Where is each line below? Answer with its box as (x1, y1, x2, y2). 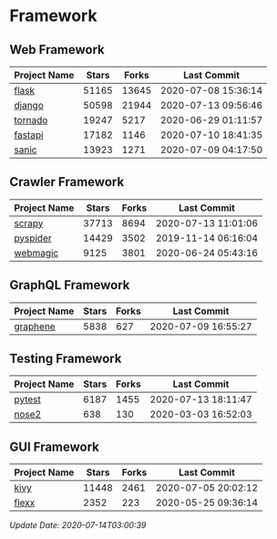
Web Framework (9, 42, 105, 57)
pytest (14, 393, 41, 406)
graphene (14, 320, 56, 333)
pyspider (14, 232, 52, 244)
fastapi (14, 129, 44, 141)
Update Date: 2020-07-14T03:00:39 (9, 520, 147, 531)
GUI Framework (9, 439, 100, 454)
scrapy (14, 216, 44, 229)
